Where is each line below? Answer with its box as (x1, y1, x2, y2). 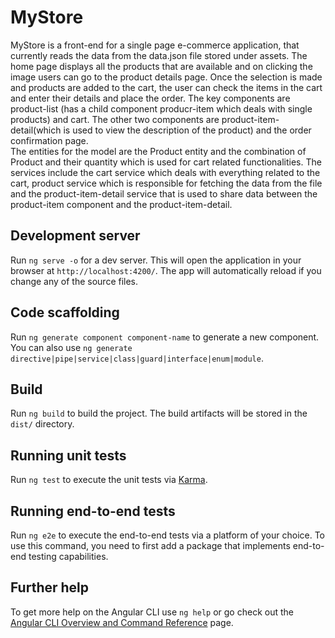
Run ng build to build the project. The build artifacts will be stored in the (10, 407, 308, 420)
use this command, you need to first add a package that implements (10, 540, 291, 551)
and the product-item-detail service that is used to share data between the (10, 187, 318, 200)
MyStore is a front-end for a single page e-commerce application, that (10, 39, 300, 51)
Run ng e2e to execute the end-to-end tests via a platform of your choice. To (10, 529, 326, 541)
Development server (10, 227, 141, 245)
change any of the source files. (10, 275, 139, 287)
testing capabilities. (28, 551, 109, 562)
